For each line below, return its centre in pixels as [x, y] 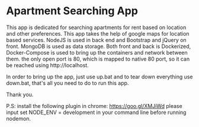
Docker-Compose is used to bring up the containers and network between [97, 52]
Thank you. [20, 94]
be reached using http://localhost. [47, 65]
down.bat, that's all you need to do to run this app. [68, 83]
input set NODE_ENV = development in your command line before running [96, 112]
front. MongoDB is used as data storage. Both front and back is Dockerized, [99, 46]
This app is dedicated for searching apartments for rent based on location [96, 27]
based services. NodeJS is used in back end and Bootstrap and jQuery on [96, 40]
